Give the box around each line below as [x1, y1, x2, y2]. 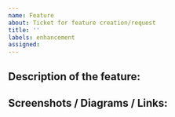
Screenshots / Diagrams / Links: [8, 96, 168, 110]
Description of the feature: [8, 70, 141, 83]
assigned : [8, 41, 41, 49]
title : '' [8, 26, 41, 34]
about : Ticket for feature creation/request [8, 19, 156, 27]
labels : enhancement [8, 33, 76, 42]
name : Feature [8, 11, 55, 20]
